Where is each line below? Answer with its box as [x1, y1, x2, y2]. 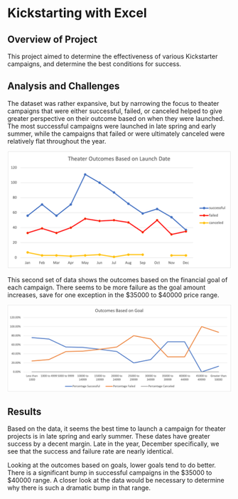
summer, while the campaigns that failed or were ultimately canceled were [7, 129, 225, 138]
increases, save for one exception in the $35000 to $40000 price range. [7, 290, 220, 299]
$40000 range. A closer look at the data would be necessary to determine [7, 476, 225, 485]
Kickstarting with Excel [7, 5, 147, 21]
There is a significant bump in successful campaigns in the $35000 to [7, 468, 212, 477]
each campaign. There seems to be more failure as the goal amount [7, 283, 206, 291]
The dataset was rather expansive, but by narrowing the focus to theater [7, 99, 220, 107]
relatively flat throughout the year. [7, 136, 107, 145]
